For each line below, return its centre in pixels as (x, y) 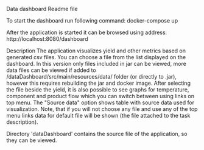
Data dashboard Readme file (42, 9)
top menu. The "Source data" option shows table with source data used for (100, 102)
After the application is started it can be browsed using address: (87, 32)
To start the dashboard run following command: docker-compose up (92, 20)
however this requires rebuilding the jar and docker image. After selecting (98, 83)
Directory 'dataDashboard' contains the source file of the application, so (97, 134)
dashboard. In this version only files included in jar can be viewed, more (97, 64)
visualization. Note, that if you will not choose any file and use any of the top (102, 109)
